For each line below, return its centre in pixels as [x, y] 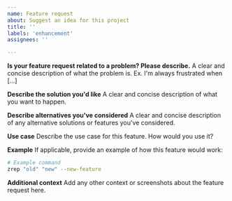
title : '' [22, 27]
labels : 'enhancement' [40, 33]
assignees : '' [28, 40]
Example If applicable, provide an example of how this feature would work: [115, 150]
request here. [27, 190]
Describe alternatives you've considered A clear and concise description [114, 116]
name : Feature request [40, 14]
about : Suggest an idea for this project [68, 20]
